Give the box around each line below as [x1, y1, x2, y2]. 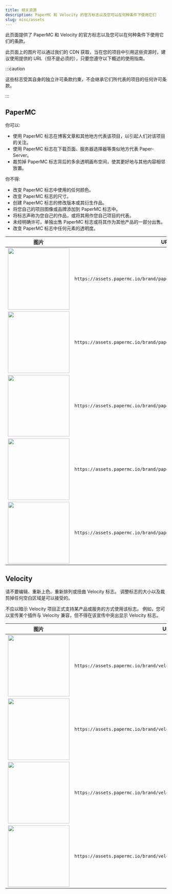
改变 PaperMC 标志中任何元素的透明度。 [12, 225, 98, 231]
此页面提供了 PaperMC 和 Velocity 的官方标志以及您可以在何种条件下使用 [5, 32, 160, 38]
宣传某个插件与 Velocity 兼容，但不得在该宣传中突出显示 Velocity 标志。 [9, 612, 161, 618]
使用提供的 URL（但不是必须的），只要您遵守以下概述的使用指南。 [9, 55, 148, 62]
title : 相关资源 [5, 7, 37, 13]
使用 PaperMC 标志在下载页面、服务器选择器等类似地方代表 [12, 146, 139, 152]
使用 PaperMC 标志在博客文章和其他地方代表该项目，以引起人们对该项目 [12, 133, 165, 139]
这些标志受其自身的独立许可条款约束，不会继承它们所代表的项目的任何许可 [5, 76, 162, 83]
